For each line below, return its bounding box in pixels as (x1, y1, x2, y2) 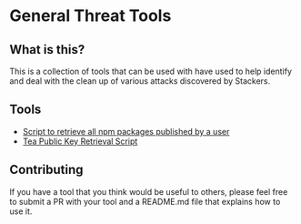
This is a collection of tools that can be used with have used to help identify (9, 66, 293, 76)
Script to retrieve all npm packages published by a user (22, 126, 230, 137)
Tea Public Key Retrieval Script (22, 136, 138, 147)
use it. (9, 206, 33, 217)
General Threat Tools (9, 5, 172, 26)
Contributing (9, 162, 84, 178)
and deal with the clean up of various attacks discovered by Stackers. (9, 76, 271, 87)
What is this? (9, 42, 85, 57)
